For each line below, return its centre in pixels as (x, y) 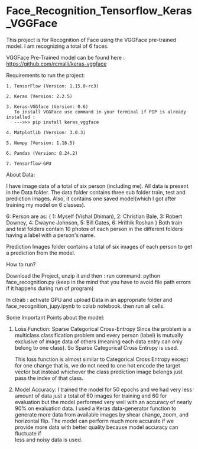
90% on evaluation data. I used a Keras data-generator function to (95, 408)
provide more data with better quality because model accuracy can (96, 427)
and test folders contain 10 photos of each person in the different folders (95, 229)
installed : (21, 117)
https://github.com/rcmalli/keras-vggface (56, 64)
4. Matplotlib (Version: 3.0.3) (46, 132)
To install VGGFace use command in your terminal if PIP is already (100, 112)
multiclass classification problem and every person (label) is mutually (99, 335)
